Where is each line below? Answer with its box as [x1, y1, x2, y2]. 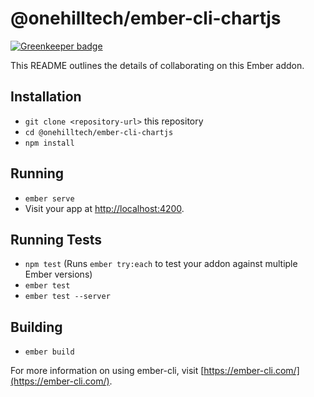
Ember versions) [24, 268, 93, 281]
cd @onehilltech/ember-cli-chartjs [24, 127, 174, 137]
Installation [10, 88, 82, 106]
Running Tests [10, 231, 102, 248]
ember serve [24, 193, 75, 204]
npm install [24, 138, 75, 148]
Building [10, 318, 63, 336]
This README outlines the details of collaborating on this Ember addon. [10, 59, 305, 71]
